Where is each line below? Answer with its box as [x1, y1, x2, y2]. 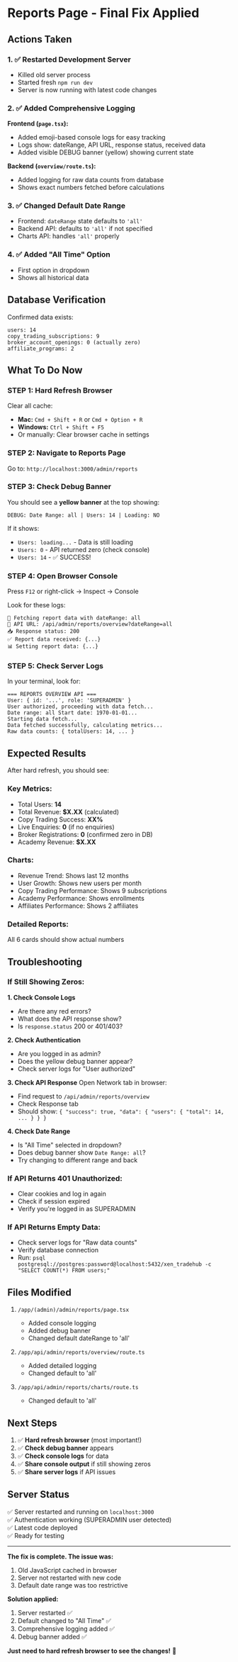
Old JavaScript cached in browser [17, 1566, 118, 1574]
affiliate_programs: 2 [7, 345, 74, 352]
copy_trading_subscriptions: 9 [7, 332, 100, 339]
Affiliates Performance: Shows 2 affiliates [17, 902, 139, 910]
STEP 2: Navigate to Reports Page [7, 448, 126, 458]
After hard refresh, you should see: [7, 766, 110, 775]
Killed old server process [17, 70, 91, 79]
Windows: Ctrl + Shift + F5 [17, 423, 105, 432]
